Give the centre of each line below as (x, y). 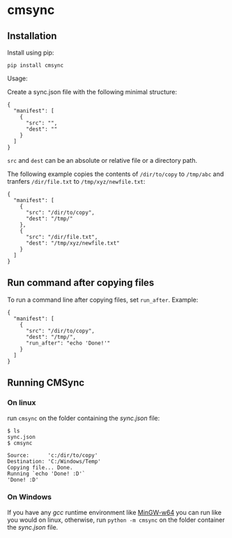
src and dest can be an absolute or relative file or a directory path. (102, 160)
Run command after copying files (81, 283)
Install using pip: (31, 52)
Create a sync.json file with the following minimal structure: (92, 92)
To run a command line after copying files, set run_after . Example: (103, 300)
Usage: (17, 78)
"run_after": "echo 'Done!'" (68, 343)
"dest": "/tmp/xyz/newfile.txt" (72, 243)
